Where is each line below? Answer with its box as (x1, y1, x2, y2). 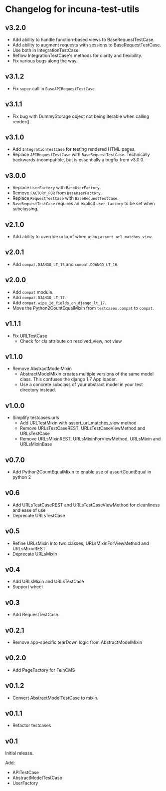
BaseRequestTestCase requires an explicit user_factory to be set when (12, 201, 156, 207)
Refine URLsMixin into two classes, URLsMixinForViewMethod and (12, 540, 150, 546)
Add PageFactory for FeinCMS (12, 667, 75, 673)
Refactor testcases (12, 723, 51, 729)
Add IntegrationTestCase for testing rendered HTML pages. (12, 146, 136, 152)
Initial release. (5, 750, 34, 756)
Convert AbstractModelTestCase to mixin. (12, 695, 99, 701)
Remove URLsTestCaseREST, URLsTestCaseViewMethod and (19, 425, 146, 431)
